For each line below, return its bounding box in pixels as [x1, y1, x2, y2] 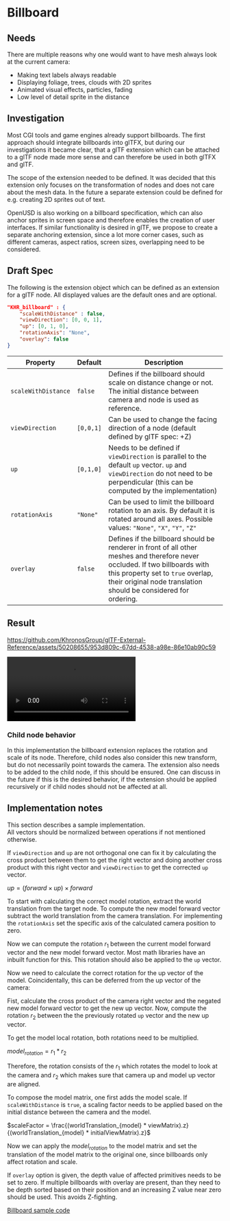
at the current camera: [7, 58, 71, 66]
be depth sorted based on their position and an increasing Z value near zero [7, 1186, 222, 1194]
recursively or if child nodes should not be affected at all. [7, 782, 168, 790]
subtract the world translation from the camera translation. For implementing [7, 911, 222, 920]
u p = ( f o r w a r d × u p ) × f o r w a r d [7, 884, 93, 892]
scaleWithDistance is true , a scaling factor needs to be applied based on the [7, 1100, 223, 1108]
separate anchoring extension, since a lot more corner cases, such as [7, 230, 204, 238]
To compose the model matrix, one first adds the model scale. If [7, 1093, 188, 1102]
